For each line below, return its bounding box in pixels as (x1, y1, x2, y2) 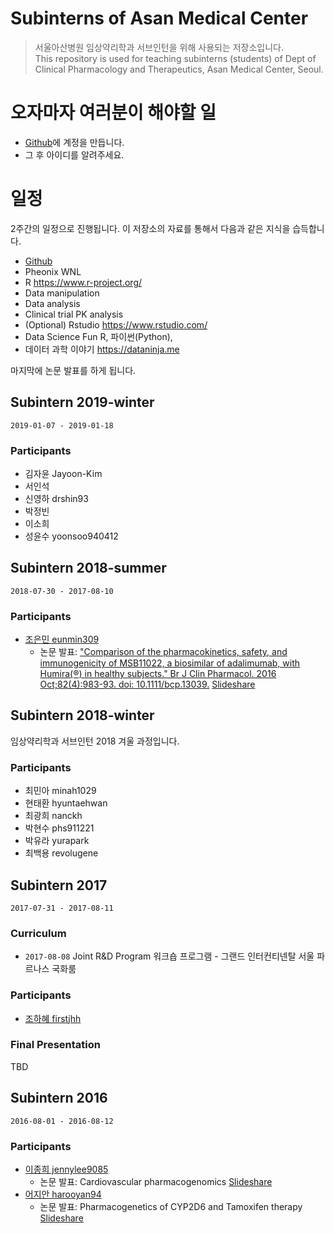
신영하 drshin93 (24, 492, 89, 504)
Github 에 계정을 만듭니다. (24, 136, 125, 148)
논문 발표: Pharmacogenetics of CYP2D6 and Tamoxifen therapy (39, 1200, 303, 1212)
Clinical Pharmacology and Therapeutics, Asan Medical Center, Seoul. (34, 63, 324, 75)
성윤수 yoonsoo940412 (24, 530, 119, 542)
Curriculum (10, 926, 67, 940)
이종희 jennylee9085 (24, 1163, 109, 1175)
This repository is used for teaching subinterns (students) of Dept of (34, 52, 317, 64)
